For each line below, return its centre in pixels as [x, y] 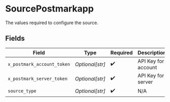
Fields [15, 38]
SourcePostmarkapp [50, 9]
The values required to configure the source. [52, 23]
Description [152, 52]
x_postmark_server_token [38, 79]
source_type [22, 91]
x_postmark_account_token [39, 64]
